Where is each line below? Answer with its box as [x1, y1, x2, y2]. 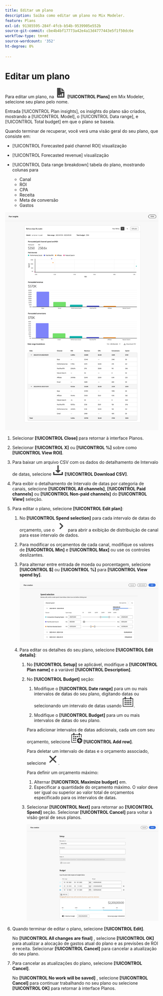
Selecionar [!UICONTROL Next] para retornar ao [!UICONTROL [26, 804, 154, 810]
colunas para [12, 166, 39, 173]
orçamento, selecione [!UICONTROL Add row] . [26, 739, 133, 745]
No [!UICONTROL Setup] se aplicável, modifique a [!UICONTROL [26, 662, 158, 667]
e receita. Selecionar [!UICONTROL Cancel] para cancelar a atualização [12, 946, 157, 952]
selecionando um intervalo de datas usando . [34, 703, 135, 708]
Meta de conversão [19, 197, 58, 203]
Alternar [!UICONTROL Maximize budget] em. [34, 779, 127, 785]
